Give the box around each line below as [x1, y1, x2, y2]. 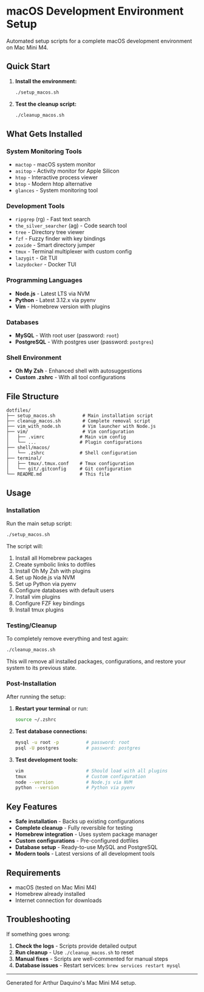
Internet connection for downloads [15, 897, 102, 904]
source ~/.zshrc [15, 717, 56, 723]
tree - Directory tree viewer [15, 229, 85, 236]
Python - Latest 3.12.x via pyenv [15, 296, 96, 303]
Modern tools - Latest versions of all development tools [15, 850, 155, 858]
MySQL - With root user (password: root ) [15, 332, 120, 339]
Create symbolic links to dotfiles [15, 560, 96, 568]
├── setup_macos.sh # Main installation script [6, 413, 154, 419]
